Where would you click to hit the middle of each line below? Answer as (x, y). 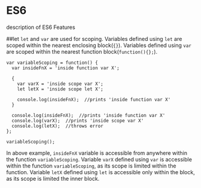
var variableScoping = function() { (52, 63)
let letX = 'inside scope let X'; (60, 89)
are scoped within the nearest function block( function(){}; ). (82, 51)
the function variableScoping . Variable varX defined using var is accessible (99, 159)
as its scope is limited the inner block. (53, 178)
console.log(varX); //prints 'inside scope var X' (78, 121)
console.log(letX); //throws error (57, 126)
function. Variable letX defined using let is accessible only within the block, (101, 172)
